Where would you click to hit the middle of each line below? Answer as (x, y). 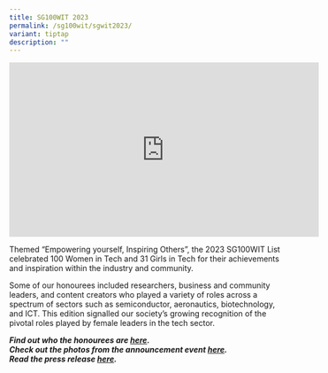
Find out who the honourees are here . (80, 340)
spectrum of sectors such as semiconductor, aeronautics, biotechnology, (142, 304)
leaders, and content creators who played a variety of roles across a (133, 295)
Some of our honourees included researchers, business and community (140, 285)
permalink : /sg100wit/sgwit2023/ (71, 26)
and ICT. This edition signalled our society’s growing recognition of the (138, 314)
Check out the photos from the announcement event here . (118, 350)
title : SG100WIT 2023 (49, 17)
